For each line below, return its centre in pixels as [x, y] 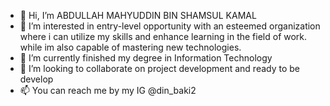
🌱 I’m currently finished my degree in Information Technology [146, 58]
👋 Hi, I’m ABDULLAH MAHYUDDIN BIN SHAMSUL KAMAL [138, 15]
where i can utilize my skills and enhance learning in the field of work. [163, 36]
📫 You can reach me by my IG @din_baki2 [108, 90]
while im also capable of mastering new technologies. [130, 47]
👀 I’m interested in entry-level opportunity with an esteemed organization [170, 26]
